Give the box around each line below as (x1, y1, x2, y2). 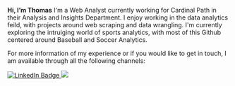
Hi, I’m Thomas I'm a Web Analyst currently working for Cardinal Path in (7, 6, 217, 14)
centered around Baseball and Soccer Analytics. (7, 36, 148, 44)
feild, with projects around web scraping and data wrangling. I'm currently (7, 21, 222, 29)
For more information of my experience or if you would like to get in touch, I (7, 49, 227, 57)
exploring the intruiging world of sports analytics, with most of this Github (7, 28, 222, 36)
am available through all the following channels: (7, 57, 146, 65)
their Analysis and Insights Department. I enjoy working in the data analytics (7, 13, 228, 22)
